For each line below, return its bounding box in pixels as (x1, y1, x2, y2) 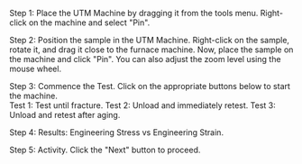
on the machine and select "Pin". (28, 17, 151, 28)
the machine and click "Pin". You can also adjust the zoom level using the (9, 54, 281, 64)
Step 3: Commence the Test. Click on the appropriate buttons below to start (9, 81, 291, 91)
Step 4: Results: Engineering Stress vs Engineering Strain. (9, 127, 224, 138)
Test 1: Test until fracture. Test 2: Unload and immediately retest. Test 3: (9, 100, 277, 111)
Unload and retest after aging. (9, 110, 121, 120)
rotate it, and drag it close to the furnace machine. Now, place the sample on (9, 44, 294, 55)
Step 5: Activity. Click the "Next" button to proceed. (9, 144, 201, 155)
